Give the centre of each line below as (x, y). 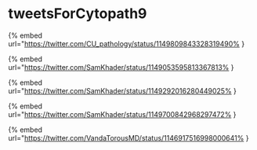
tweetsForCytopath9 (78, 14)
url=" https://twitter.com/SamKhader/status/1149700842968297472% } (122, 114)
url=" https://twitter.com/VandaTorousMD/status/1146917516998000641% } (128, 137)
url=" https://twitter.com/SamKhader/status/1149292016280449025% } (123, 90)
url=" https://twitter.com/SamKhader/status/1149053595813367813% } (121, 67)
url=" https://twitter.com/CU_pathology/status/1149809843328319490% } (127, 43)
